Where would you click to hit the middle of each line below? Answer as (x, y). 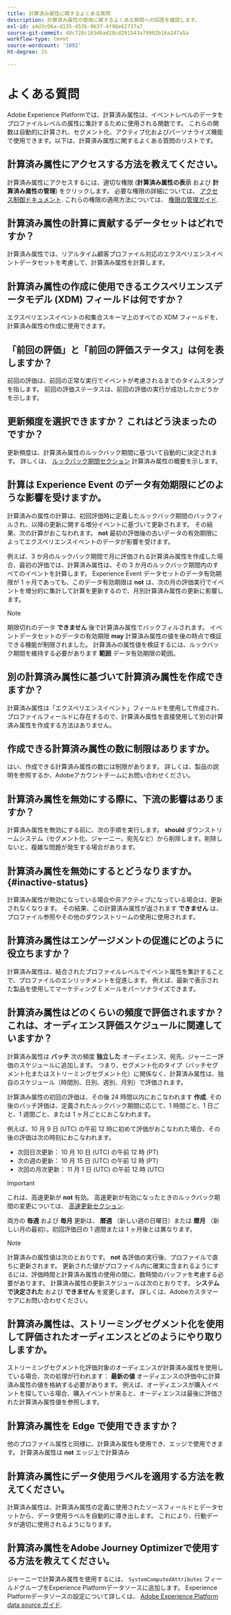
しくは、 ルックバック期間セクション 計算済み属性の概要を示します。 (124, 461)
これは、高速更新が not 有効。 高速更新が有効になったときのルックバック (111, 1197)
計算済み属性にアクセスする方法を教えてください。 (115, 164)
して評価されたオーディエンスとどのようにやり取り (115, 1337)
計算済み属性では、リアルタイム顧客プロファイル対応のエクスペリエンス (109, 254)
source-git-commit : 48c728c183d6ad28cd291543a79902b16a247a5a (98, 33)
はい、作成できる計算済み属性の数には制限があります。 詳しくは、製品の (110, 766)
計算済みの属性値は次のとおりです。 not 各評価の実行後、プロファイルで (110, 1257)
